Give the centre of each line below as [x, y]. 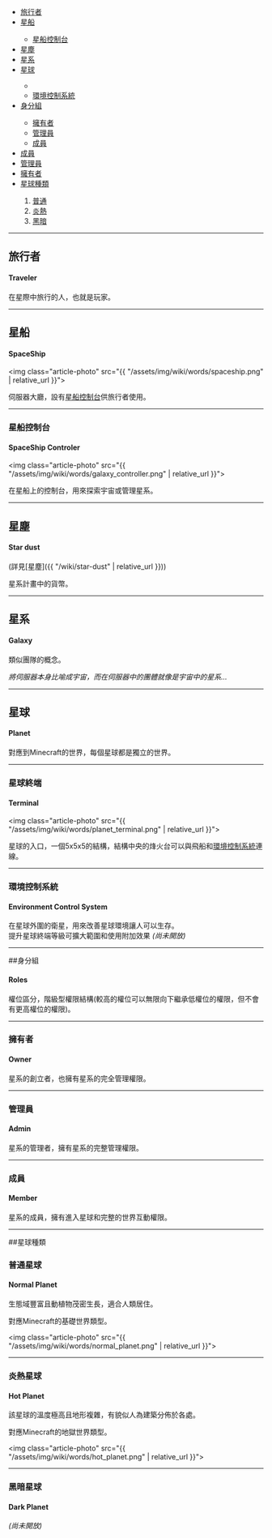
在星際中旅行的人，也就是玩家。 [62, 297]
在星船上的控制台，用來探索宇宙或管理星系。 [83, 491]
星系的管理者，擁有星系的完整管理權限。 [76, 1147]
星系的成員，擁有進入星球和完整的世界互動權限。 [90, 1217]
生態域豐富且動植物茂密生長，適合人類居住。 [83, 1304]
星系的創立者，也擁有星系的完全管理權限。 [79, 1078]
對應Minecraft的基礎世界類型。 [60, 1321]
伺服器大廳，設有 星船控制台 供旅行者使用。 [79, 397]
